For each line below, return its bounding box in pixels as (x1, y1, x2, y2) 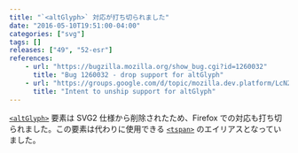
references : (9, 54, 53, 63)
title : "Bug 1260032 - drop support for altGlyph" (32, 71, 224, 80)
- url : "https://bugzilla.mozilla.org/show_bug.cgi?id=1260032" (25, 63, 268, 72)
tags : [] (9, 37, 42, 47)
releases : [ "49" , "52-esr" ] (9, 46, 114, 55)
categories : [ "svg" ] (9, 29, 86, 38)
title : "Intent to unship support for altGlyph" (32, 87, 216, 96)
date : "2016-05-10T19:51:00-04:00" (9, 21, 141, 30)
